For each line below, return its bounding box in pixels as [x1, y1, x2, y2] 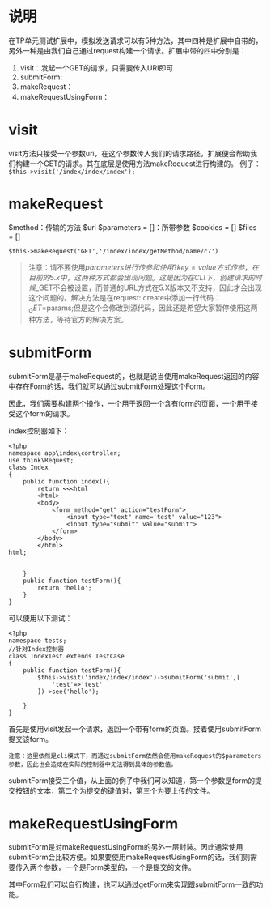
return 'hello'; [37, 584, 92, 592]
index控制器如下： [8, 426, 70, 436]
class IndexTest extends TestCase [8, 652, 125, 660]
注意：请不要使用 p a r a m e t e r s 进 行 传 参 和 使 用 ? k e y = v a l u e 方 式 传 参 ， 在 [28, 262, 259, 272]
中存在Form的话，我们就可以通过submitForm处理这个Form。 [8, 381, 210, 391]
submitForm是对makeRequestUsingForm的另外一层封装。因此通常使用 [8, 842, 243, 852]
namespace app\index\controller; [8, 449, 121, 458]
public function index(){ [23, 477, 111, 486]
